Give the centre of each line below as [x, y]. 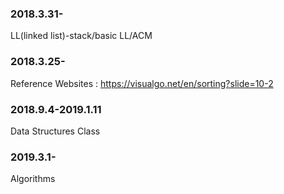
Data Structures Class [55, 131]
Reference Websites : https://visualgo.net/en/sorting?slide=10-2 [142, 83]
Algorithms [33, 179]
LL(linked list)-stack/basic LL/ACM [81, 36]
